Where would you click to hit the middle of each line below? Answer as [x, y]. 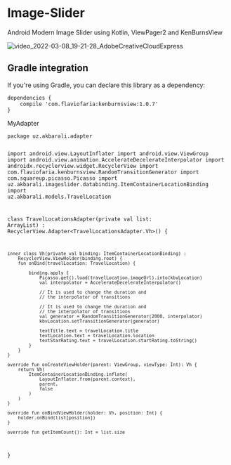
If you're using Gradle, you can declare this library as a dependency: [106, 85]
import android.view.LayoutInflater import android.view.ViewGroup [108, 153]
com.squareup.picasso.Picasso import [62, 178]
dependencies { [29, 98]
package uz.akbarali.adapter [50, 136]
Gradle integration [48, 68]
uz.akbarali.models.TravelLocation [59, 197]
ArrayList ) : [26, 225]
